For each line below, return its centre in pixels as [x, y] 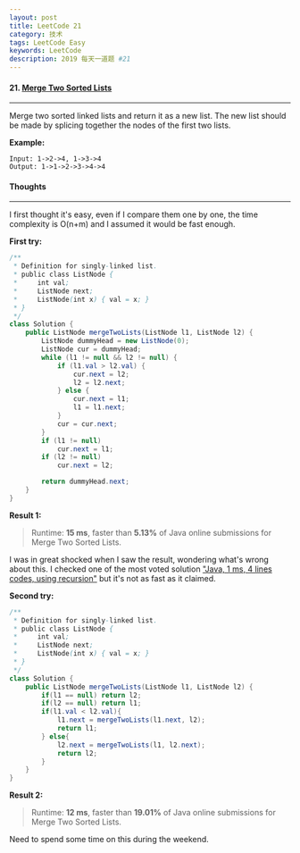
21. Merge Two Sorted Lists [61, 88]
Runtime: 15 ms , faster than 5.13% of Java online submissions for [151, 532]
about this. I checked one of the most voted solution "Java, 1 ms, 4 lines [141, 569]
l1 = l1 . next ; [99, 407]
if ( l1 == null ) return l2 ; [92, 695]
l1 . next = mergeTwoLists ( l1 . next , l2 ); [131, 720]
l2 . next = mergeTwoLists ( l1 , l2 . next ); [131, 745]
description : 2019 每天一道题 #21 [70, 59]
